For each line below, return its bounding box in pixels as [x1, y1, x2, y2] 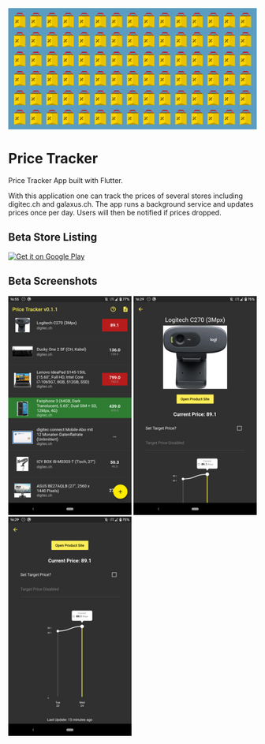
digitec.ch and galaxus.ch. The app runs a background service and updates [8, 200, 254, 209]
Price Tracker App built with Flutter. [8, 176, 124, 185]
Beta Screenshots [8, 275, 98, 288]
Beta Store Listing [8, 230, 98, 244]
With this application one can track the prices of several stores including [8, 191, 243, 200]
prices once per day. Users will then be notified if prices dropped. [8, 208, 222, 218]
